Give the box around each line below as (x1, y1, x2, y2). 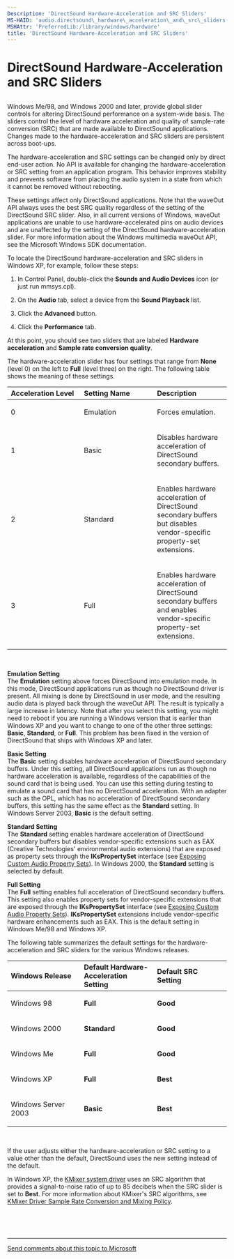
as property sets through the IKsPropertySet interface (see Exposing (7, 852, 207, 860)
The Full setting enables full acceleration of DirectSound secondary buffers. (7, 887, 225, 896)
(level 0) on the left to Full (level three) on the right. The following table (7, 364, 210, 373)
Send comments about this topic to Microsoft (7, 1244, 137, 1252)
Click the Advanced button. (17, 309, 97, 317)
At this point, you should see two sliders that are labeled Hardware (7, 336, 199, 344)
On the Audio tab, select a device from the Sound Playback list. (17, 296, 201, 304)
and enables (157, 604, 197, 614)
